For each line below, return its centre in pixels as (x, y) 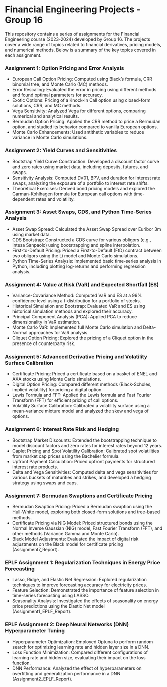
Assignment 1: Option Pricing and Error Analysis (65, 68)
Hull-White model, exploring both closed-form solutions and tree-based (86, 512)
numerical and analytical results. (46, 116)
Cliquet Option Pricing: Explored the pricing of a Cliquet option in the (83, 338)
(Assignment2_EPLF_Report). (42, 679)
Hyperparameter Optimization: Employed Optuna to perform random (83, 642)
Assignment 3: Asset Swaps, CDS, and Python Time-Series (78, 212)
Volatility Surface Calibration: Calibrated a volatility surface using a (81, 406)
